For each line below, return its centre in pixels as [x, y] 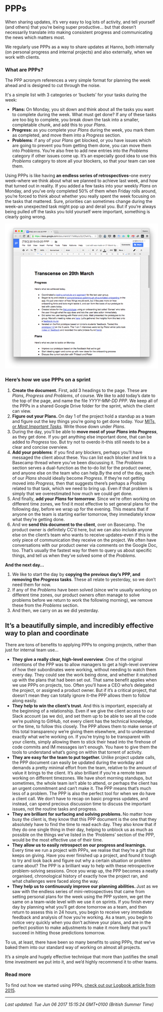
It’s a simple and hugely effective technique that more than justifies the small [81, 957]
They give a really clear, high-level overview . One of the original [77, 659]
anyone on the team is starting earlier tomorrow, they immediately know [84, 514]
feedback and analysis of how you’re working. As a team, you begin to [82, 917]
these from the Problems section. [45, 605]
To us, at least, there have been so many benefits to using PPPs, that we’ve [80, 942]
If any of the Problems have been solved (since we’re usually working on [85, 590]
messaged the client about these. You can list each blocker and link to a [84, 457]
